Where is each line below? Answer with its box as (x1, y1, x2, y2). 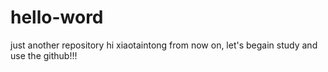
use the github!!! (10, 49, 78, 61)
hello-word (10, 6, 104, 29)
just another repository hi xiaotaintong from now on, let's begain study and (10, 39, 318, 51)
